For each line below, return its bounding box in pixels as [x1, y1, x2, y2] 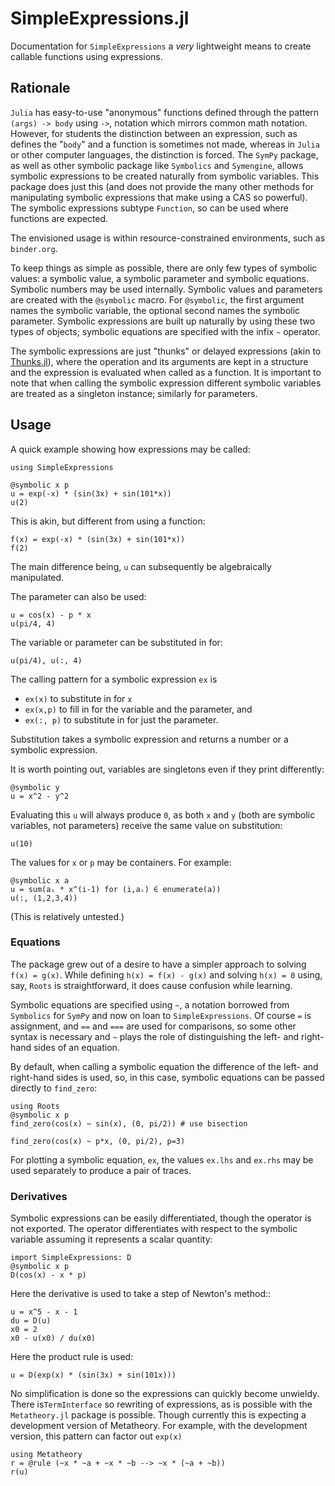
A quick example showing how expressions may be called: [10, 443, 251, 455]
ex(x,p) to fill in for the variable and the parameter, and [24, 703, 253, 715]
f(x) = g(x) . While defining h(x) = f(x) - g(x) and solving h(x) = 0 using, [10, 968, 323, 981]
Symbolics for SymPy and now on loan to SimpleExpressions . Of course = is [10, 1009, 312, 1021]
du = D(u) [10, 1316, 52, 1326]
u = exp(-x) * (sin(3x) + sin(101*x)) [10, 488, 172, 499]
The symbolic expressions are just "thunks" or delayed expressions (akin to [10, 345, 322, 357]
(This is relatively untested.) [10, 910, 125, 922]
